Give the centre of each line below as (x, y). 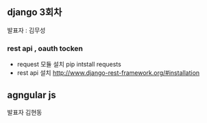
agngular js (32, 95)
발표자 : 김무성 (26, 30)
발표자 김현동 (25, 112)
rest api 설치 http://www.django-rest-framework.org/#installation (108, 73)
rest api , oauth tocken (45, 48)
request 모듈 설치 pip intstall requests (69, 65)
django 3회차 (35, 12)
